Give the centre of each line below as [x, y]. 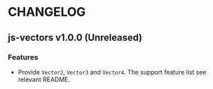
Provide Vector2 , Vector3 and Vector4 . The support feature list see [112, 72]
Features [23, 57]
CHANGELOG [47, 12]
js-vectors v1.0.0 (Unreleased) [75, 38]
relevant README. [44, 79]
